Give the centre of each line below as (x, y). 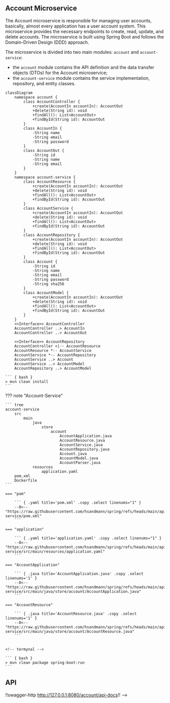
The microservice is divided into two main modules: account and (72, 52)
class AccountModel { (46, 293)
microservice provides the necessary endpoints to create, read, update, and (84, 31)
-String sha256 (48, 284)
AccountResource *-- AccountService (53, 350)
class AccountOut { (44, 150)
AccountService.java (81, 445)
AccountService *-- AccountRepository (55, 355)
